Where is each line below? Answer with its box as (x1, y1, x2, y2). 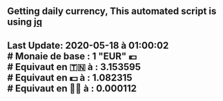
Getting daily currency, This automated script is (7, 5, 217, 17)
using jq (7, 16, 43, 28)
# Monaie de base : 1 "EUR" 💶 (7, 50, 137, 62)
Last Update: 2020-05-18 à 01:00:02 (7, 39, 169, 51)
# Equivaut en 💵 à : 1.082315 (7, 71, 133, 83)
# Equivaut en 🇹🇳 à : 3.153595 (7, 61, 142, 73)
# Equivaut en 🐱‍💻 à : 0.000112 (7, 82, 137, 94)
